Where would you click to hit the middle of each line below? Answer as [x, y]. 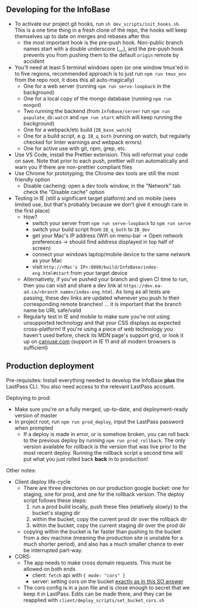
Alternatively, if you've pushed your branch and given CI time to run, [106, 279]
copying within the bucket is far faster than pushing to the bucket [102, 531]
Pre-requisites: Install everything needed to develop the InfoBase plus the [95, 380]
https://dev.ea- [143, 286]
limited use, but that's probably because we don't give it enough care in [101, 204]
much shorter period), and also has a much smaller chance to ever [103, 544]
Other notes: [21, 470]
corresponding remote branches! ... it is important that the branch [102, 304]
